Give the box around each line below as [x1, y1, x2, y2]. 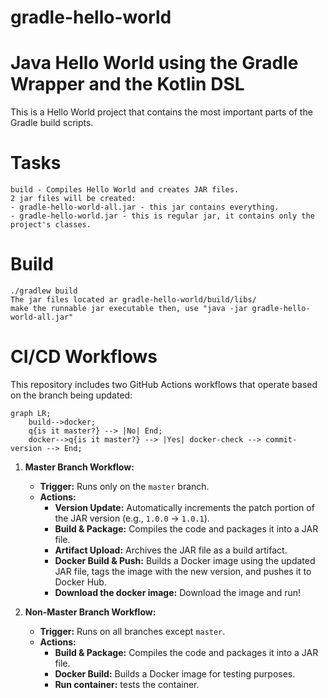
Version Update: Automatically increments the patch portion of [54, 501, 315, 513]
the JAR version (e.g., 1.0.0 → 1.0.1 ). [54, 512, 210, 524]
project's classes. [10, 220, 92, 230]
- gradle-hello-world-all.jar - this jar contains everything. [10, 202, 280, 213]
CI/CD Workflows [10, 346, 158, 368]
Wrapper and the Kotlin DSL [10, 73, 245, 96]
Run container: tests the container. [54, 678, 200, 690]
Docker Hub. [54, 576, 107, 588]
